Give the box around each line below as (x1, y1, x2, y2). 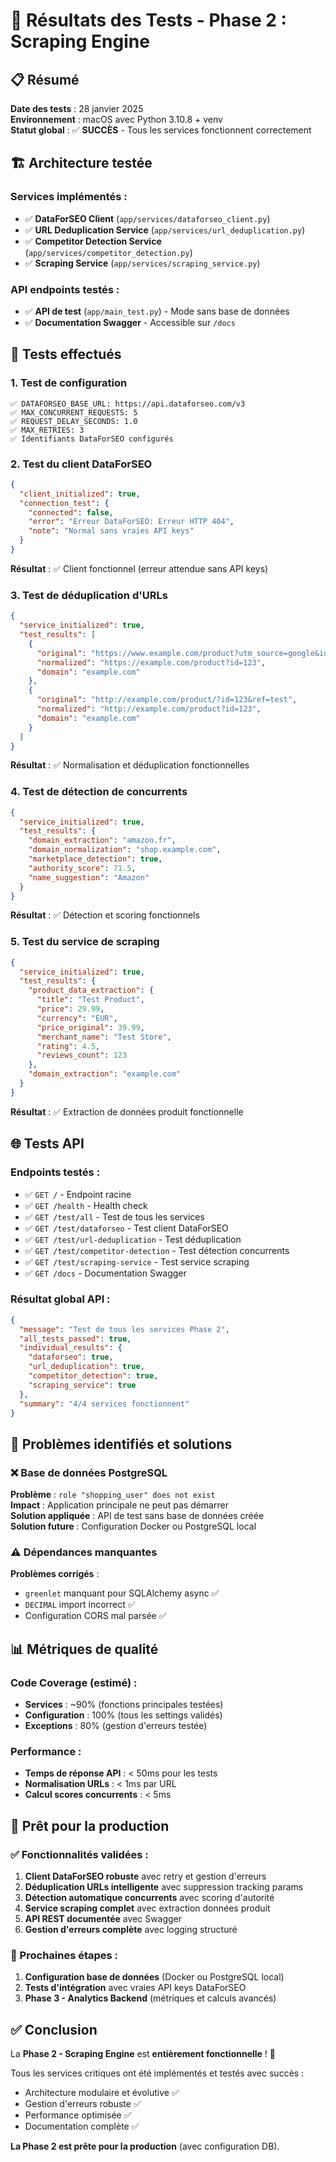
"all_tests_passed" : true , (19, 1334, 132, 1344)
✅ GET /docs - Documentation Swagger (24, 1267, 187, 1279)
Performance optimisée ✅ (24, 2109, 132, 2121)
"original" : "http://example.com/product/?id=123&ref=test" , (36, 695, 298, 705)
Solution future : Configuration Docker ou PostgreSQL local (10, 1520, 257, 1533)
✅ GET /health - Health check (24, 1199, 148, 1211)
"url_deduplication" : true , (28, 1362, 145, 1372)
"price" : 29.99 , (36, 1004, 105, 1014)
